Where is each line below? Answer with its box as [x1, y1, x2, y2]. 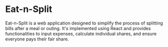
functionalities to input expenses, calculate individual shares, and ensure [5, 30, 157, 36]
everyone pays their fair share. [5, 36, 69, 42]
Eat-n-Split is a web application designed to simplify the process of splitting [5, 20, 163, 26]
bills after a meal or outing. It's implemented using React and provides [5, 25, 151, 31]
